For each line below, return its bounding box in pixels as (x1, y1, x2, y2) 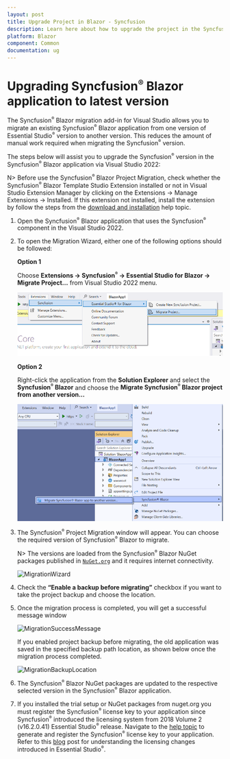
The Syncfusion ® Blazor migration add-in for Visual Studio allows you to (7, 116, 209, 124)
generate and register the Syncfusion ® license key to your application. (16, 730, 214, 738)
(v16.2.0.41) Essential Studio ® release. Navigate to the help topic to (16, 722, 205, 731)
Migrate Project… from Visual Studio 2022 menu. (16, 278, 157, 287)
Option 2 (16, 362, 42, 370)
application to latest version (7, 93, 169, 109)
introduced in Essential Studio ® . (16, 745, 106, 754)
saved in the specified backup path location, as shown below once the (16, 644, 216, 653)
